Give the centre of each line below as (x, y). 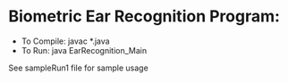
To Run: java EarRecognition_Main (84, 50)
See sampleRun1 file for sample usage (78, 68)
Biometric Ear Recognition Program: (144, 16)
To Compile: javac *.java (65, 41)
